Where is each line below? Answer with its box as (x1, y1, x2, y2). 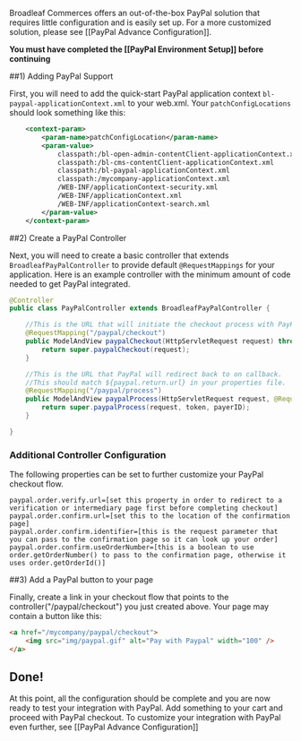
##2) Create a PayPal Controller (9, 232, 127, 243)
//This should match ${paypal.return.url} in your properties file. (25, 378, 287, 387)
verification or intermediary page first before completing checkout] (9, 504, 279, 513)
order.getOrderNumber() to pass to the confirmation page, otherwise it (9, 551, 287, 560)
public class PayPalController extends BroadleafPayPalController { (9, 304, 271, 313)
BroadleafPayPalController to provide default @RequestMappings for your (9, 259, 275, 270)
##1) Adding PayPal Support (9, 71, 114, 82)
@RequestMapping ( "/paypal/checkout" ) (25, 329, 167, 338)
